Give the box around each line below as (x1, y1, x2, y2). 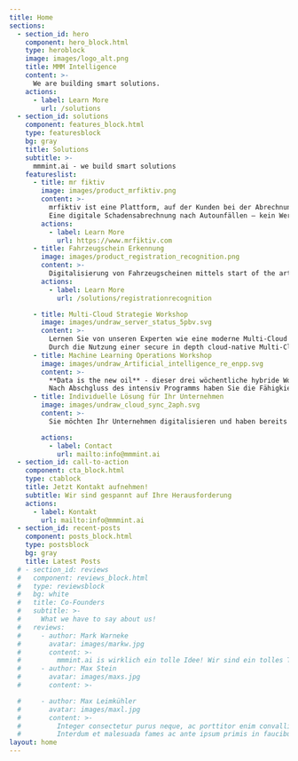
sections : (9, 21, 46, 30)
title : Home (9, 12, 53, 22)
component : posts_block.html (25, 532, 133, 542)
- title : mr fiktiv (32, 178, 105, 187)
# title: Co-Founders (17, 598, 105, 607)
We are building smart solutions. (32, 79, 161, 88)
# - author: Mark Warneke (17, 631, 129, 640)
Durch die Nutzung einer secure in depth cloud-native (48, 343, 255, 352)
